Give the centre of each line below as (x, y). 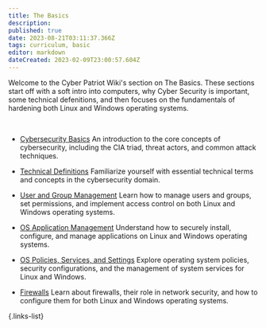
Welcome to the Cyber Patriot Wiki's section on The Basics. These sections (131, 82)
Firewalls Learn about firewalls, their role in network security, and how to (139, 292)
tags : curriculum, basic (49, 45)
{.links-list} (26, 316)
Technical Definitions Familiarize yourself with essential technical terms (137, 171)
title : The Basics (39, 16)
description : (30, 23)
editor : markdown (37, 53)
